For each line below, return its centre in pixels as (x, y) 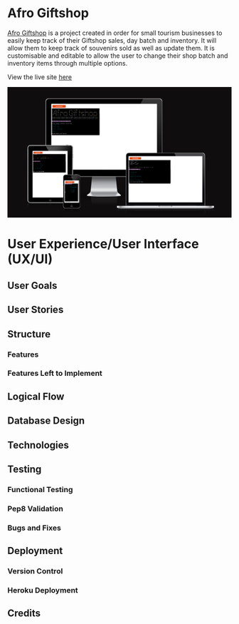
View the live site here (40, 77)
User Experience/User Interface (103, 244)
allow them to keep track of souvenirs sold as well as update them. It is (111, 48)
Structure (29, 334)
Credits (24, 614)
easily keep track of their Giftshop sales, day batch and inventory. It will (112, 40)
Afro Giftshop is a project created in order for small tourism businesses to (115, 33)
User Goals (32, 286)
